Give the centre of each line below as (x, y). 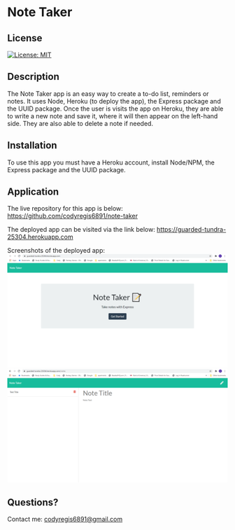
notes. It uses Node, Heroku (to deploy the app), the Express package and (114, 101)
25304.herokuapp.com (40, 237)
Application (33, 192)
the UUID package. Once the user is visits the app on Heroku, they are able (115, 109)
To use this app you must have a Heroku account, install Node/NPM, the (111, 162)
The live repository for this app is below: (65, 209)
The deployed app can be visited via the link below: (81, 230)
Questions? (33, 502)
